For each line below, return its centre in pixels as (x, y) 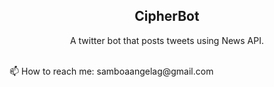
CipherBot (167, 16)
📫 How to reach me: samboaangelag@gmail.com (111, 71)
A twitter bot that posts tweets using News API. (167, 40)
